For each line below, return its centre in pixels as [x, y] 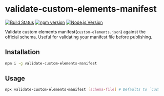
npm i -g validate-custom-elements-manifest [51, 63]
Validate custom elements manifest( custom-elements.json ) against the [75, 32]
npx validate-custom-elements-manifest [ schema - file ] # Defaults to [76, 90]
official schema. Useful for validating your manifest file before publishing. [79, 37]
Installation [22, 52]
